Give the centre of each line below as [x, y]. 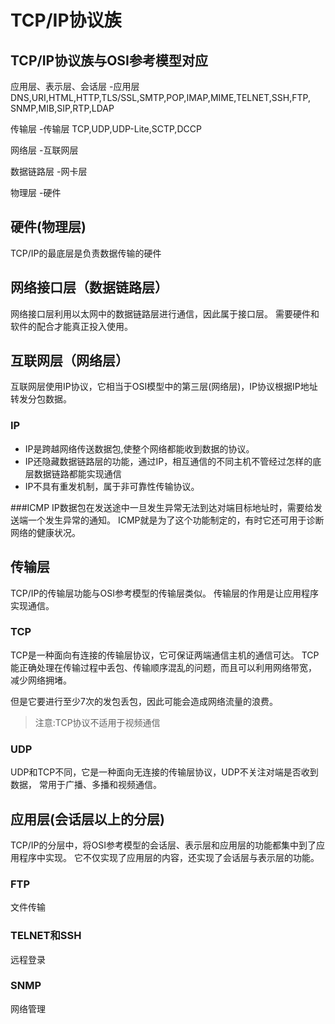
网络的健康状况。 [45, 532]
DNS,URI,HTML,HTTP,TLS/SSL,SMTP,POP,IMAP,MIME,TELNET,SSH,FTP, [160, 97]
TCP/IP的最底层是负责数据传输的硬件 [86, 253]
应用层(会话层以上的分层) [87, 819]
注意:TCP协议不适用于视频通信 [97, 722]
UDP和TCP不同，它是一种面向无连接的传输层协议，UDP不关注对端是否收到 [164, 772]
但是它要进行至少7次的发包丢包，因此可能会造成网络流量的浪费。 [144, 701]
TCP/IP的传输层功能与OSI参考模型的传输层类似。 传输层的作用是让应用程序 [164, 593]
